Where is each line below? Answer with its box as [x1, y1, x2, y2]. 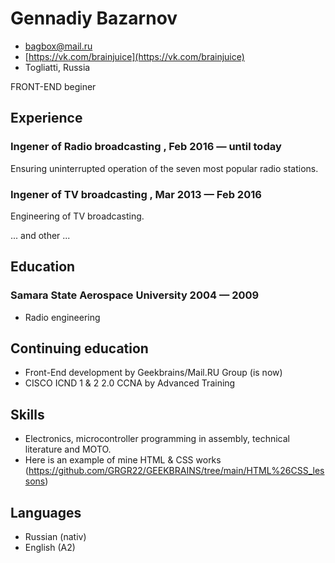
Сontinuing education [10, 340, 149, 357]
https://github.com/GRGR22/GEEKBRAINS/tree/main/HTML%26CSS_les [28, 465, 325, 477]
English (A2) [24, 542, 76, 554]
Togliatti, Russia [24, 61, 91, 73]
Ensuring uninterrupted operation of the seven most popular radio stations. [10, 162, 319, 174]
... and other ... [10, 229, 71, 241]
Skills [10, 406, 45, 423]
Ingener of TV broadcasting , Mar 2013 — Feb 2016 [10, 187, 262, 201]
